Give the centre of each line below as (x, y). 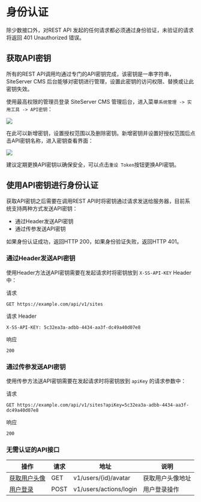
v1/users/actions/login (105, 489)
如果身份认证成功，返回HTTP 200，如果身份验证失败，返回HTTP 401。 (94, 241)
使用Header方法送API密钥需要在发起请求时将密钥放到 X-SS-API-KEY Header (99, 272)
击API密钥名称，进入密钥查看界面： (50, 140)
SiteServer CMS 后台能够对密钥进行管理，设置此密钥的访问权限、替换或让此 (100, 81)
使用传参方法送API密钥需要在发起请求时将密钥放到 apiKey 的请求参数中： (96, 381)
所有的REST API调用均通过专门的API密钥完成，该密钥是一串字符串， (91, 74)
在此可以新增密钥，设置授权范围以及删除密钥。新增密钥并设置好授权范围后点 (101, 133)
